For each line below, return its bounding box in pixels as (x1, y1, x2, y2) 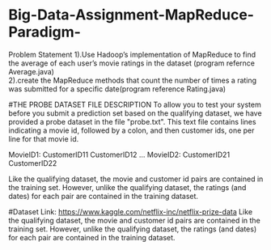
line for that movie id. (8, 133, 79, 143)
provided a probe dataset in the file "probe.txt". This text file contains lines (8, 117, 256, 126)
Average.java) (8, 66, 55, 76)
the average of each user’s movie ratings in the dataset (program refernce (8, 58, 255, 68)
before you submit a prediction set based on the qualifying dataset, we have (8, 108, 262, 118)
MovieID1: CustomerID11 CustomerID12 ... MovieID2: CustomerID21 (8, 150, 231, 159)
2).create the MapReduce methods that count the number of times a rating (8, 75, 257, 85)
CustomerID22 (8, 158, 57, 167)
